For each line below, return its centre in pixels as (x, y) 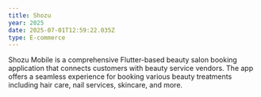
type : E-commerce (37, 37)
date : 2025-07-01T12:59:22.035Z (61, 30)
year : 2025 (26, 23)
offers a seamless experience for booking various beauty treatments (120, 76)
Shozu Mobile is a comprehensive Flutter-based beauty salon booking (123, 60)
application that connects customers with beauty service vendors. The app (131, 69)
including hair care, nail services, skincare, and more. (96, 85)
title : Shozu (30, 15)
